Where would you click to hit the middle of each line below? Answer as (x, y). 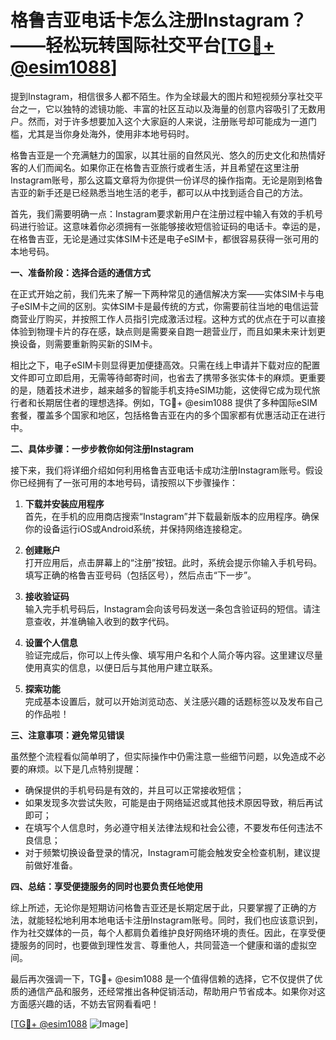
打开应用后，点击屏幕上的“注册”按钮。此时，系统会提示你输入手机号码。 (173, 562)
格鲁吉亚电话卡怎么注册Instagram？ (159, 20)
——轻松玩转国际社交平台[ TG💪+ (142, 45)
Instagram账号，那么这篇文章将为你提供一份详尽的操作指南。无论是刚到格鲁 (166, 180)
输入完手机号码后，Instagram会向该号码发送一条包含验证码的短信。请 (168, 608)
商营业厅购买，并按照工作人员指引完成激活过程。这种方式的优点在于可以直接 (168, 318)
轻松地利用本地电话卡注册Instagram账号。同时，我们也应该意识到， (183, 920)
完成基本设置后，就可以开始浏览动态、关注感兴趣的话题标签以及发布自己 (173, 701)
